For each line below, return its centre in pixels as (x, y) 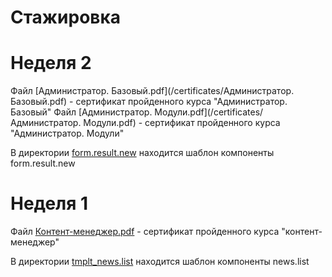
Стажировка (66, 17)
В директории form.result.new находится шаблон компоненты (142, 153)
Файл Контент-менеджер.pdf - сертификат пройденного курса (145, 232)
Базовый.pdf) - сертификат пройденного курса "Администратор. (149, 102)
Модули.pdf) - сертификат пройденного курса (182, 123)
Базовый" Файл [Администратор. (81, 112)
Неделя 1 (49, 203)
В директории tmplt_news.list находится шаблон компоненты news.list (160, 262)
